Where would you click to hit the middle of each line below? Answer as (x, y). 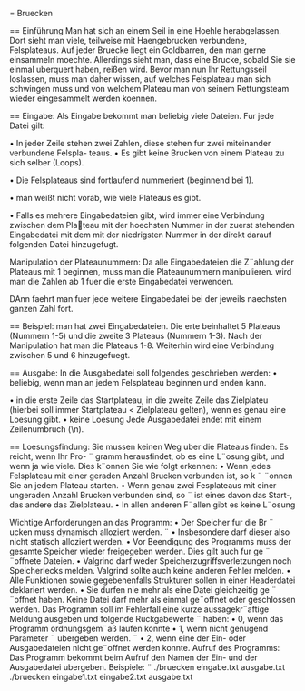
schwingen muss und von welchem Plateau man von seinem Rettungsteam (149, 89)
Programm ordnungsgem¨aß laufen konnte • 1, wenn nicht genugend (139, 628)
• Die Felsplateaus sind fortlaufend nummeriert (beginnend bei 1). (132, 180)
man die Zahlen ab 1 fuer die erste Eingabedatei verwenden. (122, 281)
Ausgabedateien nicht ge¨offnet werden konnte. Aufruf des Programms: (145, 648)
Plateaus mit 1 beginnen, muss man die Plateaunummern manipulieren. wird (151, 271)
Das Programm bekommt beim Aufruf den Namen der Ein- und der (133, 657)
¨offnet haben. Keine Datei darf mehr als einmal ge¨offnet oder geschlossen (152, 600)
